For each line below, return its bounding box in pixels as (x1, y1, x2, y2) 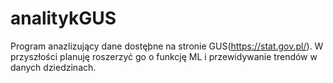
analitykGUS (10, 7, 117, 30)
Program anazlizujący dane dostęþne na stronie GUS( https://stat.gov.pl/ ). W (10, 40, 324, 52)
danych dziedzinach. (10, 61, 97, 73)
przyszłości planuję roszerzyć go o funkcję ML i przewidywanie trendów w (10, 50, 318, 62)
